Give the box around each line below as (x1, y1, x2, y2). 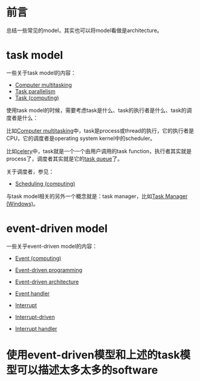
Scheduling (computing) (15, 180, 76, 187)
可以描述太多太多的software (17, 363, 158, 377)
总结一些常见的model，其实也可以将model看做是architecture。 (6, 27, 163, 34)
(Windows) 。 (6, 200, 39, 207)
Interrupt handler (15, 325, 57, 332)
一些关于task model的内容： (6, 69, 77, 76)
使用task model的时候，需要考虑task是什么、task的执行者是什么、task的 (6, 107, 187, 114)
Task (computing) (15, 94, 59, 101)
